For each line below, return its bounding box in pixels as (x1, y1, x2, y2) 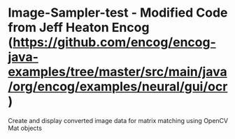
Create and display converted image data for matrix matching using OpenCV (8, 116, 229, 124)
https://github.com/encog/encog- (13, 35, 216, 50)
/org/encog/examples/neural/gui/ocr (8, 79, 228, 95)
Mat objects (8, 124, 43, 132)
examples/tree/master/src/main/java (8, 64, 227, 80)
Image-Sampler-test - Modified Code (8, 5, 228, 21)
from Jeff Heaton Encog (8, 19, 150, 35)
